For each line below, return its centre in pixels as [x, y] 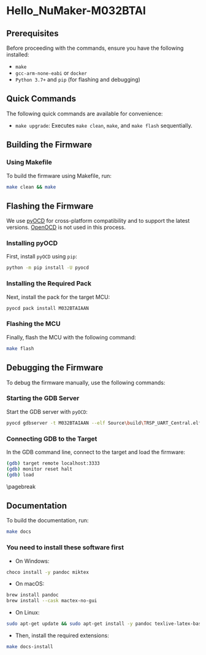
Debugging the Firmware [55, 368]
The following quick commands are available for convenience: [85, 114]
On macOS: [30, 584]
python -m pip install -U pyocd [48, 268]
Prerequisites [32, 33]
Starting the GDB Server [43, 398]
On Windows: [32, 561]
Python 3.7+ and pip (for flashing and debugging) [78, 79]
